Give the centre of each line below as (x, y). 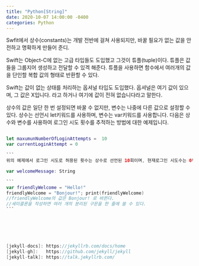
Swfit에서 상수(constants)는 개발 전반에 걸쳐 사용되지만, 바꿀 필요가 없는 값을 (96, 40)
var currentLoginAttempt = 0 (42, 145)
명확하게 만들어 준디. (46, 47)
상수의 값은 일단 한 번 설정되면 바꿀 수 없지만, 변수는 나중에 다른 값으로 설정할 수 (98, 108)
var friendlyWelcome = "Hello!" (46, 187)
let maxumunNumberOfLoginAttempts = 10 (57, 139)
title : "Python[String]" (37, 12)
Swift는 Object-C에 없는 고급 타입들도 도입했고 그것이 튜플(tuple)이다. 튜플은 (95, 60)
